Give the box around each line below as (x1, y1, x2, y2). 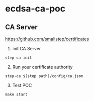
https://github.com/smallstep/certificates (5, 36, 90, 42)
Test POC (12, 83, 32, 88)
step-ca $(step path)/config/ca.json (5, 74, 84, 79)
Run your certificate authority (12, 64, 73, 70)
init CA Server (12, 46, 41, 51)
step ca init (5, 55, 32, 60)
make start (5, 92, 28, 97)
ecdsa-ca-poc (5, 3, 66, 14)
